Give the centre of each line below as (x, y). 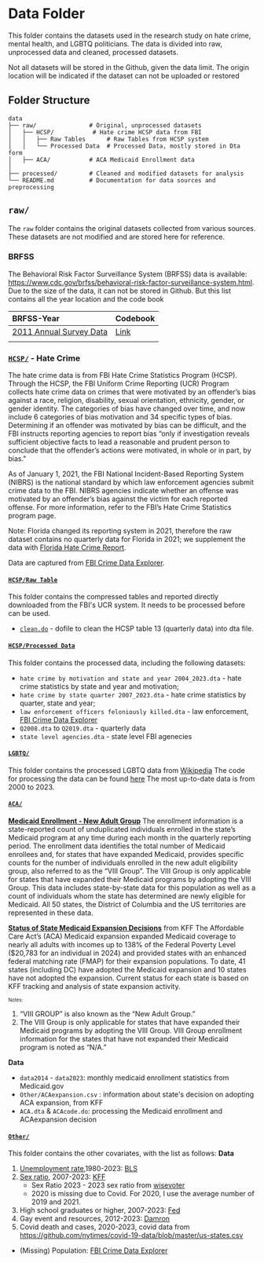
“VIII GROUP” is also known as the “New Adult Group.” (107, 1013)
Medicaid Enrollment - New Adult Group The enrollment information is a (126, 821)
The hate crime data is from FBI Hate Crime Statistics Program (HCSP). (123, 375)
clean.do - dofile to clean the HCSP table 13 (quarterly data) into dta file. (136, 628)
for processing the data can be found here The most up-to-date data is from (132, 778)
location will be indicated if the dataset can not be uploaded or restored (124, 75)
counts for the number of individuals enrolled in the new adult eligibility (123, 862)
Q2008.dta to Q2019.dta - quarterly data (83, 728)
